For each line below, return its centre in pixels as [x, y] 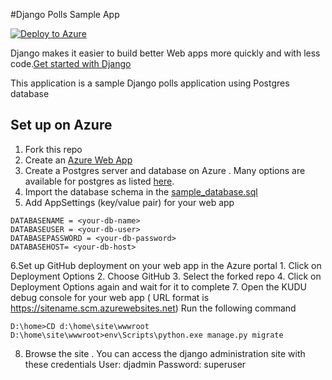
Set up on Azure [61, 125]
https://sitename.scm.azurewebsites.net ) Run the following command [153, 308]
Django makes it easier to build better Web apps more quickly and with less [165, 53]
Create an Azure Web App [78, 160]
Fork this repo [53, 149]
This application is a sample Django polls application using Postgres [150, 83]
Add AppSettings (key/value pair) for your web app [129, 202]
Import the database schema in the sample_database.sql [141, 191]
